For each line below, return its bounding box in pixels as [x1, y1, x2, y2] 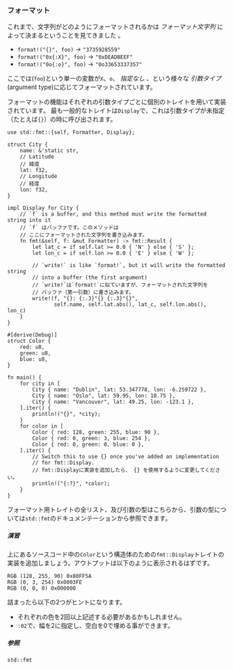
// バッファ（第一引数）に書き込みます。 [32, 289, 134, 296]
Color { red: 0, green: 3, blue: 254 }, [32, 435, 151, 442]
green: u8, [19, 350, 51, 357]
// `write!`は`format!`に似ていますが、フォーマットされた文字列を [32, 282, 209, 289]
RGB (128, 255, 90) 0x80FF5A [7, 573, 92, 580]
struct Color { [7, 338, 51, 345]
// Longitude [19, 173, 58, 180]
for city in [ [19, 380, 61, 387]
